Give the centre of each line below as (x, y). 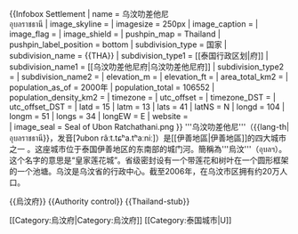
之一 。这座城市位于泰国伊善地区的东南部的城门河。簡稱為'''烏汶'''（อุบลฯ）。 (148, 149)
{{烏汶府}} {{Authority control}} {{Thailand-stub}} (100, 201)
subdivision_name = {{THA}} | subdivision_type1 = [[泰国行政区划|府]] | (139, 56)
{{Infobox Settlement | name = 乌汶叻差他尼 (89, 14)
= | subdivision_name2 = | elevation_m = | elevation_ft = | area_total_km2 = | (149, 77)
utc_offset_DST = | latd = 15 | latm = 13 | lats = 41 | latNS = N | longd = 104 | (147, 107)
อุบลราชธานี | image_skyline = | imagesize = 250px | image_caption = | (134, 24)
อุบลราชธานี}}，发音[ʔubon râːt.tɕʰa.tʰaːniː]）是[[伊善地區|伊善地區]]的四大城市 (148, 138)
